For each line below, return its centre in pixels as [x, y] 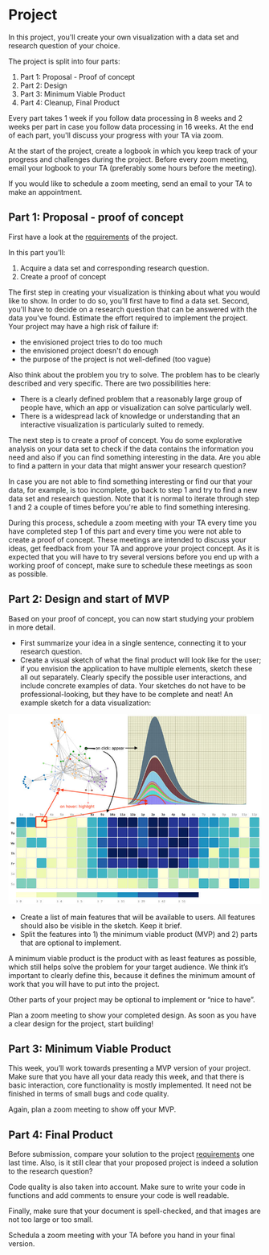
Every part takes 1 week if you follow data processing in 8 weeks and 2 [126, 118]
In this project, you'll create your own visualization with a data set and [124, 37]
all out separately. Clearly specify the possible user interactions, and [133, 677]
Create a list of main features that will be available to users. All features [137, 917]
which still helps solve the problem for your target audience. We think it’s [128, 967]
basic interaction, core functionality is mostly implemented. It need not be [130, 1085]
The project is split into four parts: [64, 61]
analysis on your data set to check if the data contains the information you [131, 448]
